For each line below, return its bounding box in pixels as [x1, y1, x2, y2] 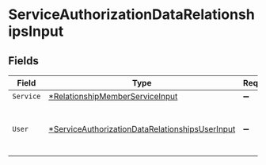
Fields [8, 54, 40, 67]
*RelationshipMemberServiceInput [48, 91, 178, 102]
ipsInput [8, 22, 64, 40]
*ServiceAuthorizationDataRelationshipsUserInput [48, 124, 236, 134]
